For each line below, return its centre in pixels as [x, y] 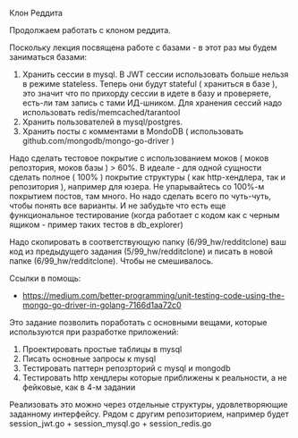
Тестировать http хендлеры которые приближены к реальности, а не [155, 378]
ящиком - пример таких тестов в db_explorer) [96, 224]
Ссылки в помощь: [45, 278]
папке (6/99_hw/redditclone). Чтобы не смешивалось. [111, 261]
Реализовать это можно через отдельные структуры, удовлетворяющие [149, 404]
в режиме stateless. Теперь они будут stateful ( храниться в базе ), [149, 84]
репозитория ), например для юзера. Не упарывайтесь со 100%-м [137, 186]
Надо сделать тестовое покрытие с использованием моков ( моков [139, 158]
